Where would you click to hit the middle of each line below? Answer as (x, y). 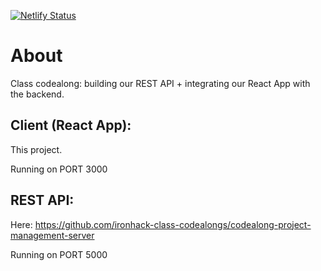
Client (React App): (71, 125)
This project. (36, 149)
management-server (52, 235)
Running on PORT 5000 (59, 254)
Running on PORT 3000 (59, 169)
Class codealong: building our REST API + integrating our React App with (160, 83)
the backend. (37, 94)
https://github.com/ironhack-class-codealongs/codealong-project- (173, 224)
